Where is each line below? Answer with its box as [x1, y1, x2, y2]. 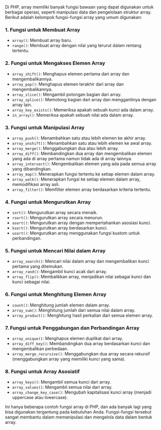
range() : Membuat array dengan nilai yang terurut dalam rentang [12, 43, 142, 48]
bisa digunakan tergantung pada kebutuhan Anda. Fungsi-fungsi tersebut [5, 409, 152, 415]
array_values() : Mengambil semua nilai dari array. [12, 384, 113, 390]
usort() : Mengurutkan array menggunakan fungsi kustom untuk [12, 230, 140, 236]
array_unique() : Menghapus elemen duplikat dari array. [12, 336, 124, 341]
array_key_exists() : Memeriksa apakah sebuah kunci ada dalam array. [12, 107, 154, 113]
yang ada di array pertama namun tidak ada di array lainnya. [12, 155, 132, 161]
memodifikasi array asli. [12, 181, 60, 187]
